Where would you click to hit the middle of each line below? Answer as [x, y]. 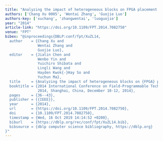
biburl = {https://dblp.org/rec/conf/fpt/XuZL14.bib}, [69, 122]
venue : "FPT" [18, 32]
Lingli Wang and [54, 68]
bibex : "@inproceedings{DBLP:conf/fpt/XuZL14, [53, 37]
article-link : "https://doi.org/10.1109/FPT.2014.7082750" [66, 28]
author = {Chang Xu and [37, 41]
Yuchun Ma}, [50, 77]
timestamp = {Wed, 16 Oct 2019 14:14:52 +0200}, [59, 117]
